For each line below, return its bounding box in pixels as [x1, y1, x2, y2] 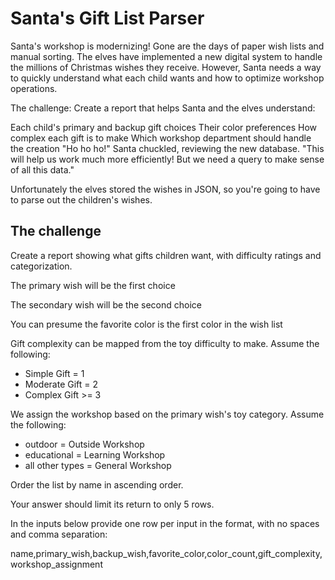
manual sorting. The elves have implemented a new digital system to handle [10, 50, 323, 62]
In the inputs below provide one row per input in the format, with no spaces [10, 517, 320, 529]
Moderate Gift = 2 [24, 378, 99, 390]
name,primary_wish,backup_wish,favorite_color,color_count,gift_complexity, [10, 547, 323, 559]
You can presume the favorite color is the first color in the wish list [10, 318, 283, 330]
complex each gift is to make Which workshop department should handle [10, 132, 312, 144]
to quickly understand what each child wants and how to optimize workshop [10, 72, 325, 84]
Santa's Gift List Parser [10, 7, 205, 30]
